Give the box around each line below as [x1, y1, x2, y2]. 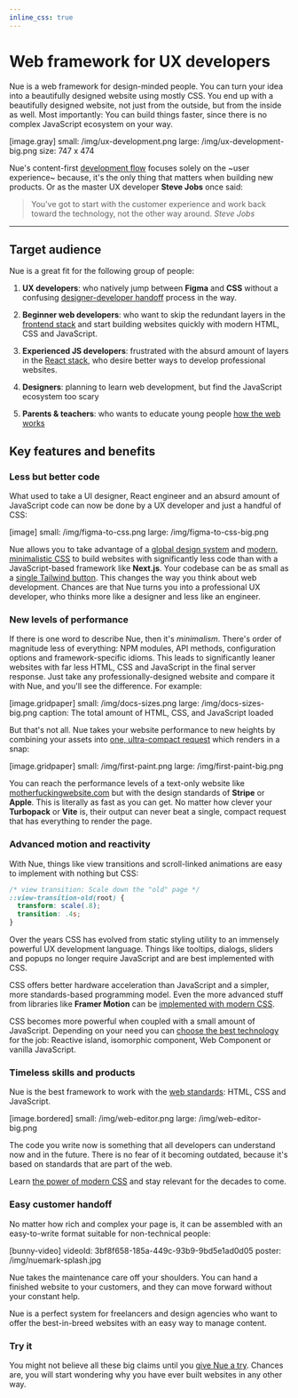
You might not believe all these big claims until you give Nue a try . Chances [9, 1360, 284, 1370]
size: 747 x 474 [38, 145, 95, 156]
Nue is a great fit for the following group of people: [9, 266, 195, 277]
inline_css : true [9, 12, 74, 22]
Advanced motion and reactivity [9, 838, 151, 850]
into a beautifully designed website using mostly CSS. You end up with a [9, 90, 273, 100]
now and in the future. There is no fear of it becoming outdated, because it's [9, 1149, 288, 1161]
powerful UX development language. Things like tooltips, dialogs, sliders [9, 944, 274, 954]
